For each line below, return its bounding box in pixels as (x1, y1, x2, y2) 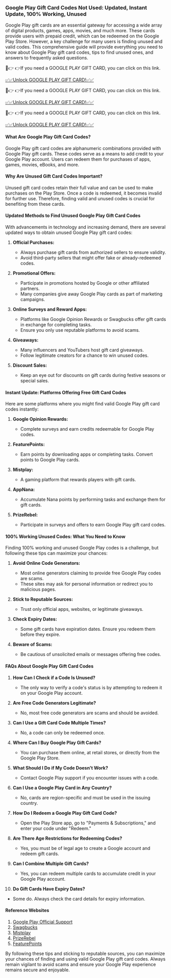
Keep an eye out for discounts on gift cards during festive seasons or (20, 372, 166, 378)
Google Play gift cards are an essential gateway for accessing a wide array (5, 22, 162, 28)
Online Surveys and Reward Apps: (12, 306, 87, 312)
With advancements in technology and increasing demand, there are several (5, 224, 166, 230)
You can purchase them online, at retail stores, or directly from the (20, 749, 160, 755)
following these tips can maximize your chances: (5, 550, 108, 557)
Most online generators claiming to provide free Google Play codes (20, 570, 161, 576)
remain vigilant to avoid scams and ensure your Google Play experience (5, 961, 156, 967)
